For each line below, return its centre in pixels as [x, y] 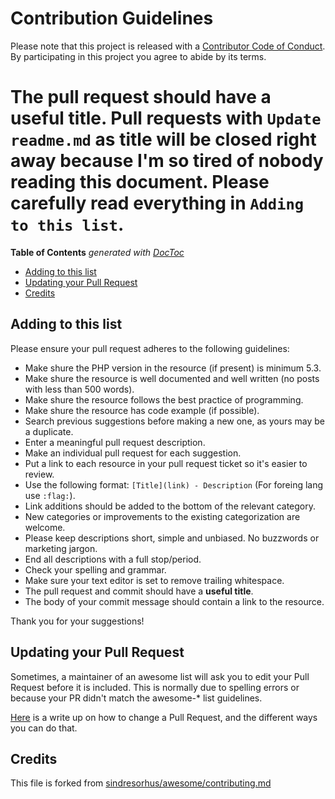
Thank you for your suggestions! [77, 621]
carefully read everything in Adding [157, 203]
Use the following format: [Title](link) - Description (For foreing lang [174, 484]
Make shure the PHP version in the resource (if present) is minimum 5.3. [173, 368]
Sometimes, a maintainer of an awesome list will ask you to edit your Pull [160, 676]
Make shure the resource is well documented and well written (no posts [172, 378]
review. [39, 474]
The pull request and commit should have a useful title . [139, 591]
